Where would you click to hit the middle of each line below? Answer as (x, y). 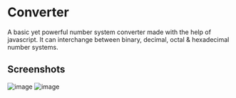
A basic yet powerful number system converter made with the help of (109, 32)
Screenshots (36, 69)
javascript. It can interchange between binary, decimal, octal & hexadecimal (118, 39)
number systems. (33, 47)
